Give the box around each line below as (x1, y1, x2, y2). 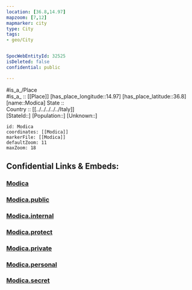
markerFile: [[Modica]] (6, 134, 66, 140)
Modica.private (6, 244, 52, 253)
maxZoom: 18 (6, 144, 36, 151)
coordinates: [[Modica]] (6, 129, 69, 135)
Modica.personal (6, 260, 57, 269)
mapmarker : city (6, 20, 47, 26)
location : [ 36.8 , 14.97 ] (6, 8, 66, 15)
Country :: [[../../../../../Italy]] (6, 105, 75, 112)
